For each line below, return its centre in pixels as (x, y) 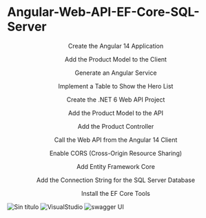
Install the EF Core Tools (116, 193)
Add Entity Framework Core (116, 166)
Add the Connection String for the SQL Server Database (116, 180)
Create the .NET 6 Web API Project (116, 99)
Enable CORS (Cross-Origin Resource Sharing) (116, 153)
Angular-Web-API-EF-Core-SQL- (103, 12)
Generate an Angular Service (116, 73)
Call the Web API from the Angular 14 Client (116, 140)
